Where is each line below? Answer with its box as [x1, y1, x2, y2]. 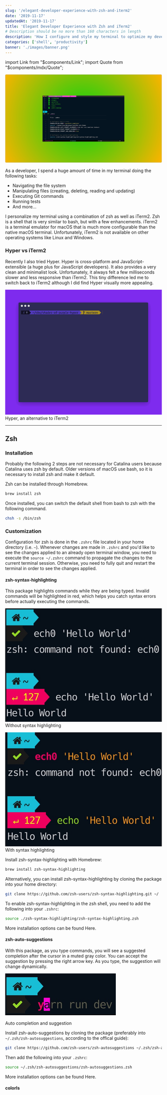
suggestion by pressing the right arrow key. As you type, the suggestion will [5, 958, 161, 964]
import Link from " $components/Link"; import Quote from [5, 59, 123, 65]
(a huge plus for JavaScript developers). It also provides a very [27, 264, 157, 270]
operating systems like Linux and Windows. [5, 235, 94, 241]
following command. [5, 505, 47, 511]
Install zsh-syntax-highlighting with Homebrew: [5, 856, 102, 862]
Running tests [12, 198, 41, 204]
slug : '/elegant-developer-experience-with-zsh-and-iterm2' [5, 8, 133, 13]
